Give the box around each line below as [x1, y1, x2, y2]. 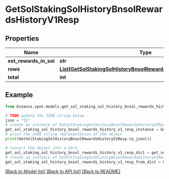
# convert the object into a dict [5, 145, 78, 150]
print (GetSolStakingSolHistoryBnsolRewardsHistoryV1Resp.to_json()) [5, 136, 152, 141]
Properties [5, 34, 39, 43]
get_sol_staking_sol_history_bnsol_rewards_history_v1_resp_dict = [5, 150, 150, 155]
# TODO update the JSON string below [5, 113, 84, 118]
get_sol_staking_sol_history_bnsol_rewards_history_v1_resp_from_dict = [5, 159, 161, 164]
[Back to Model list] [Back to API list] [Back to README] [5, 168, 121, 174]
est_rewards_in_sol [8, 58, 55, 64]
